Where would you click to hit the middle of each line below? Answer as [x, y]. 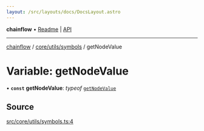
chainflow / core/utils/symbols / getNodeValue [64, 47]
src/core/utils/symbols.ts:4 [40, 121]
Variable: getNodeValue [67, 71]
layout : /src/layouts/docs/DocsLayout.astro [63, 12]
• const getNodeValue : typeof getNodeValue [61, 88]
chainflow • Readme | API [39, 29]
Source [20, 107]
